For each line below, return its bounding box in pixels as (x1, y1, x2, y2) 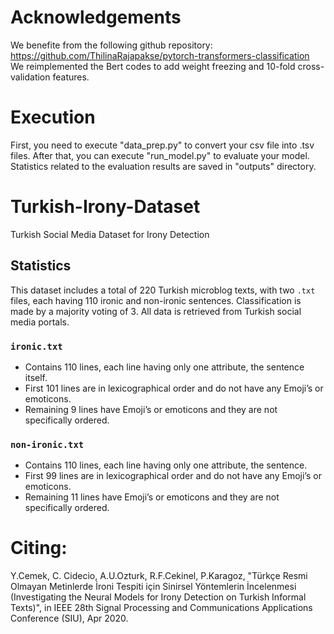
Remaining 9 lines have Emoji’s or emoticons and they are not (24, 403, 278, 415)
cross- (297, 60, 325, 72)
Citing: (10, 537, 68, 560)
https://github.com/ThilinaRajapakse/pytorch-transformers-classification (10, 49, 310, 61)
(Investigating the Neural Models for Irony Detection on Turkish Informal (10, 591, 307, 603)
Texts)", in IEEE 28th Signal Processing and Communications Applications (10, 602, 313, 614)
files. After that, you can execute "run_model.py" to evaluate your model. (10, 149, 310, 161)
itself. (24, 371, 48, 383)
